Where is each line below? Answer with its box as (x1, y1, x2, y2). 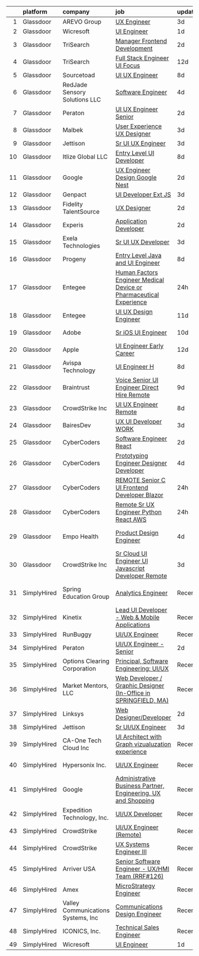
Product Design (115, 529, 159, 536)
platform (23, 8, 47, 15)
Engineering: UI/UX (115, 665, 169, 672)
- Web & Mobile (115, 614, 160, 621)
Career (115, 350, 135, 357)
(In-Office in (115, 689, 151, 697)
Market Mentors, (62, 682, 109, 690)
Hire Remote (115, 391, 150, 399)
